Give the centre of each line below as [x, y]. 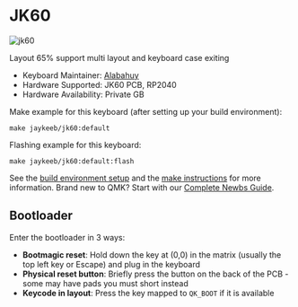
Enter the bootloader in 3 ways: [67, 237]
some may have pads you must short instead [105, 283]
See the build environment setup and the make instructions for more [136, 178]
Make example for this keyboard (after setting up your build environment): [146, 111]
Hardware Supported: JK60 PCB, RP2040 [99, 84]
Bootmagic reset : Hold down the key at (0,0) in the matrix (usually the [152, 254]
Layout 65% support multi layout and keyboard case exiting [119, 57]
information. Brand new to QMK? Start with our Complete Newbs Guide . [142, 187]
